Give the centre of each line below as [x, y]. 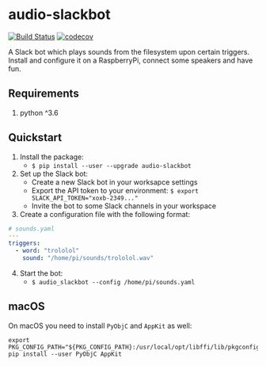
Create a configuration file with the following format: [105, 214]
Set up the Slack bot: [54, 173]
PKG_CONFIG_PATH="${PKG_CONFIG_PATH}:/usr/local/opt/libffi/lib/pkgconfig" [136, 347]
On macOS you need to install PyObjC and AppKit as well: [100, 326]
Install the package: [52, 157]
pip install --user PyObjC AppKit [65, 354]
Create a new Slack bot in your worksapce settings [114, 182]
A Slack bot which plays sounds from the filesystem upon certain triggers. [129, 51]
